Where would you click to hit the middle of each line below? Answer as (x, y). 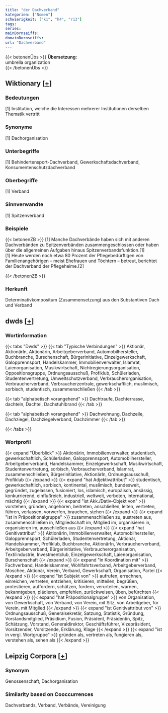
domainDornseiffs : (24, 38)
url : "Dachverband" (26, 43)
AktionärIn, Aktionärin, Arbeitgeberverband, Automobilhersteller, (72, 351)
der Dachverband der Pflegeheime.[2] (45, 266)
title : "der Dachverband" (32, 10)
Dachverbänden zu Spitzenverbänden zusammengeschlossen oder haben (82, 245)
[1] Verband (17, 191)
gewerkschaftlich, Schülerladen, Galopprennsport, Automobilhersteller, (79, 458)
